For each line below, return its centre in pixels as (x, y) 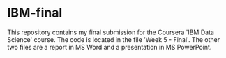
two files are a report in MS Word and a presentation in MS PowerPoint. (110, 47)
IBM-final (35, 13)
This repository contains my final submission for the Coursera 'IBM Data (111, 32)
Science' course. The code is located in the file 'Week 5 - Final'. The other (114, 39)
